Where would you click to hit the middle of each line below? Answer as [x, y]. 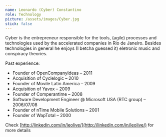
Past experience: [22, 63]
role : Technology [23, 14]
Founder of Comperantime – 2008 [47, 94]
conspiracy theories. [26, 54]
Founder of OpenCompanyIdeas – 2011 [52, 73]
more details [18, 131]
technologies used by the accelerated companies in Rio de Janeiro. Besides [83, 43]
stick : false [19, 24]
